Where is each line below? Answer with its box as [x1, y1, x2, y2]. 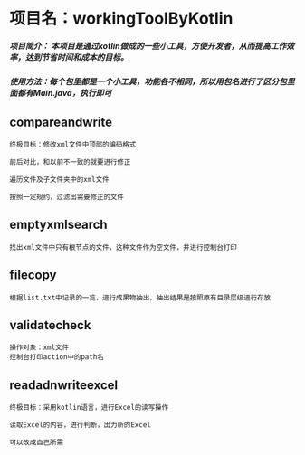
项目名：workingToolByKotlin [9, 8, 234, 29]
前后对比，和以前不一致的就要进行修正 [9, 157, 131, 166]
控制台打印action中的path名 [9, 353, 104, 362]
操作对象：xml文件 [9, 343, 70, 353]
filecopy [9, 268, 57, 283]
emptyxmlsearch [9, 217, 108, 232]
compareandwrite [9, 114, 113, 129]
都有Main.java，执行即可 [16, 88, 112, 99]
